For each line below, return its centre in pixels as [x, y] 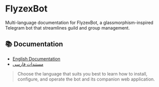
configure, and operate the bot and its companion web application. [86, 79]
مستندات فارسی [28, 64]
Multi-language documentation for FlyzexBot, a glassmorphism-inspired [79, 22]
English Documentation [36, 58]
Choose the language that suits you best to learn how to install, [82, 73]
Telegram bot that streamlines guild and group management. [67, 27]
